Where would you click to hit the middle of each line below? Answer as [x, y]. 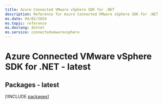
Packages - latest [32, 85]
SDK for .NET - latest [48, 67]
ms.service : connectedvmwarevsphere [42, 32]
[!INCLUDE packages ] [27, 96]
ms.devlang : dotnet [25, 28]
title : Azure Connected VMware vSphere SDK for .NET [60, 10]
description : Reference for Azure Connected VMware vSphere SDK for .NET [82, 14]
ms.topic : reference [26, 23]
